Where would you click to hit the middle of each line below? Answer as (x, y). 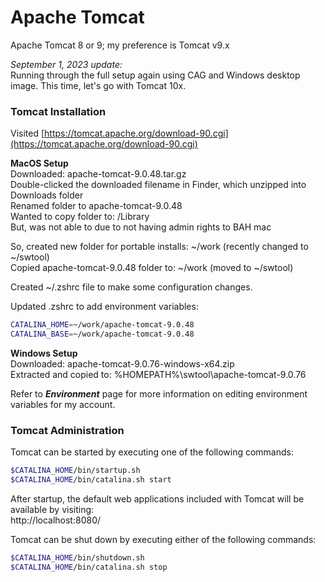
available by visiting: (52, 510)
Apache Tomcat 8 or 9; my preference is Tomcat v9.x (120, 45)
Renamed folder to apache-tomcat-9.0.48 (96, 206)
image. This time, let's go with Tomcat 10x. (98, 85)
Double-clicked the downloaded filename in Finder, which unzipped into (158, 185)
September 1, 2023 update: (66, 64)
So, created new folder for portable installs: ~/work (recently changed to (159, 247)
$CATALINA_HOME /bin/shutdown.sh (77, 558)
